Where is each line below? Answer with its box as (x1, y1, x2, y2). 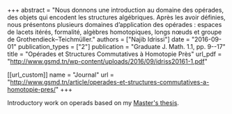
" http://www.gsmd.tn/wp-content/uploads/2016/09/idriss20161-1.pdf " (7, 57, 208, 65)
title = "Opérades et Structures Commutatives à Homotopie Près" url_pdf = (7, 50, 222, 58)
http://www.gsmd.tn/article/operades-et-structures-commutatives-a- (10, 78, 210, 86)
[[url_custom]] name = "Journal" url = (7, 70, 115, 79)
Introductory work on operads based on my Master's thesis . (7, 99, 180, 106)
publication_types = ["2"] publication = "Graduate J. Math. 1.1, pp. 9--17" (17, 43, 226, 50)
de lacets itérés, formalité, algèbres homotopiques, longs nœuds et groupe (7, 28, 222, 36)
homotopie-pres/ (7, 86, 56, 93)
